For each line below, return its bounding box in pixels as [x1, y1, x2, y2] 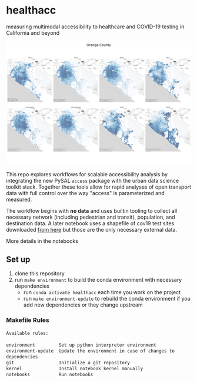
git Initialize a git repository [6, 360, 131, 365]
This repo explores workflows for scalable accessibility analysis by [6, 170, 168, 177]
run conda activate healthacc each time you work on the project [23, 289, 181, 296]
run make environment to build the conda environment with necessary [14, 276, 182, 284]
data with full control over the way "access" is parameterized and [6, 189, 165, 196]
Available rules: [6, 330, 49, 336]
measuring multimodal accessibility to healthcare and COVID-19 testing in [6, 23, 185, 30]
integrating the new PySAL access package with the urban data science [6, 177, 179, 184]
